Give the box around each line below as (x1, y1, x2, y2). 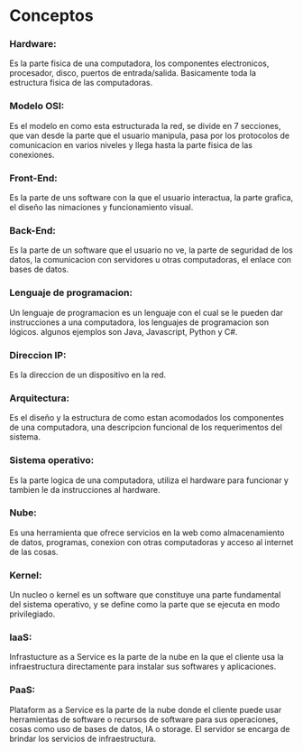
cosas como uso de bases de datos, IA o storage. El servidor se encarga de (9, 723, 290, 734)
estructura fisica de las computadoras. (9, 78, 153, 88)
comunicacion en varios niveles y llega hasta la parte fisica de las (9, 139, 252, 150)
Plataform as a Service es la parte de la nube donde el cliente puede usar (9, 704, 282, 715)
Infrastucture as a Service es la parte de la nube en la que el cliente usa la (9, 652, 284, 663)
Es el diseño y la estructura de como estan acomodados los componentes (9, 413, 284, 423)
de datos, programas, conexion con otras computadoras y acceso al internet (9, 536, 294, 547)
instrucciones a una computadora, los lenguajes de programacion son (9, 317, 270, 328)
